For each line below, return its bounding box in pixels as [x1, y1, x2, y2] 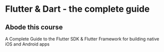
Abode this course [5, 23, 63, 31]
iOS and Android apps [5, 41, 50, 47]
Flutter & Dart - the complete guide [5, 3, 150, 15]
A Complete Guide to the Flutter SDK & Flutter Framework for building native [5, 36, 160, 42]
